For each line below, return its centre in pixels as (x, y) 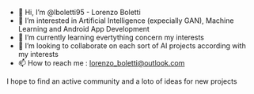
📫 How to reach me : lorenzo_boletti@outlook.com (101, 63)
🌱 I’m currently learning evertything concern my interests (111, 37)
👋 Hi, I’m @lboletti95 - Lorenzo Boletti (79, 12)
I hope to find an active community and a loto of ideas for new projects (122, 81)
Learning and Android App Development (84, 29)
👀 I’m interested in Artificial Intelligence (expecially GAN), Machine (126, 21)
